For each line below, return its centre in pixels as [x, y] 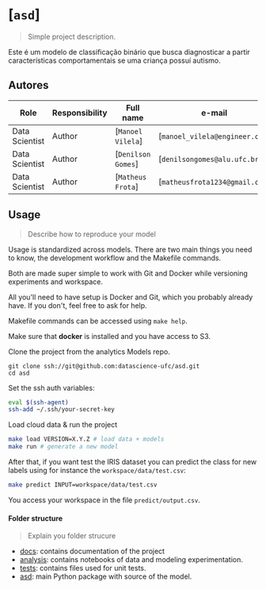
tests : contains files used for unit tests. [83, 568]
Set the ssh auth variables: [51, 387]
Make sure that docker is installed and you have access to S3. [110, 336]
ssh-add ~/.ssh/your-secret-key [61, 410]
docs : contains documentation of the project [92, 551]
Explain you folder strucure [72, 536]
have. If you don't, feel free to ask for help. [78, 305]
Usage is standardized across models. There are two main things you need [130, 249]
